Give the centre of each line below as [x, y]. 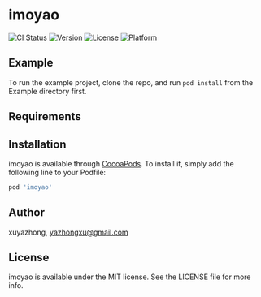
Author [26, 213]
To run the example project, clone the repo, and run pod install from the [131, 82]
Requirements [45, 116]
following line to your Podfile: [57, 172]
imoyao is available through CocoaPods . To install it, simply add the [121, 163]
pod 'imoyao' [30, 187]
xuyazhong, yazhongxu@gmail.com [68, 232]
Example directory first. [48, 91]
